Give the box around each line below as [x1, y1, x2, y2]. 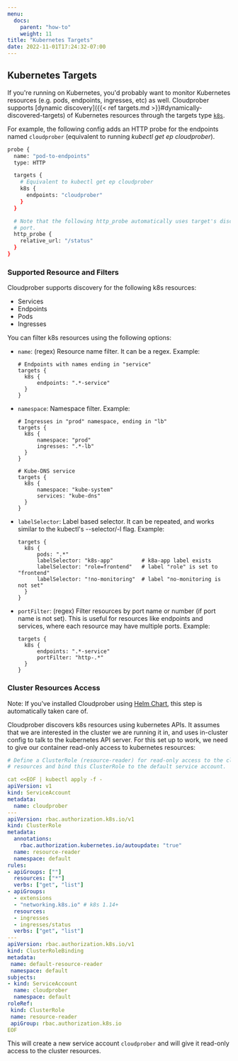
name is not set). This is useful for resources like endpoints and [17, 614, 203, 623]
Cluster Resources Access [7, 683, 101, 693]
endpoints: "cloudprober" [25, 192, 103, 199]
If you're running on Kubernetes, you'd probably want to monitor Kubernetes [7, 88, 231, 96]
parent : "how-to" [20, 23, 72, 30]
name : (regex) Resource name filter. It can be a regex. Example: [17, 347, 200, 356]
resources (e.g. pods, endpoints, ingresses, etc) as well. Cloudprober [7, 96, 210, 104]
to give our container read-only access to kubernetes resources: [7, 743, 196, 751]
